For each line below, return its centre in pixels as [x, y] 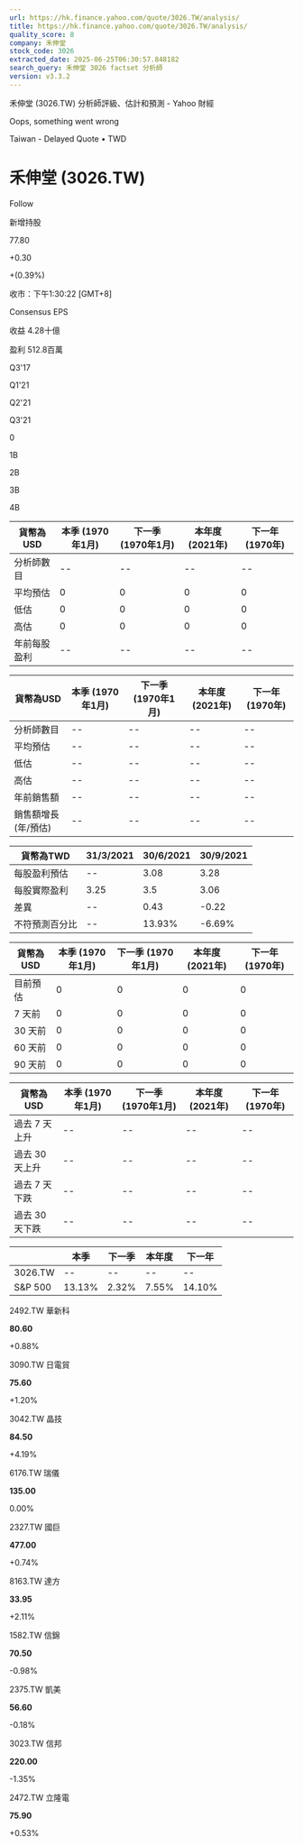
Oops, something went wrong [64, 121]
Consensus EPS [39, 311]
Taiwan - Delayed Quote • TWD [68, 138]
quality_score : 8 [42, 34]
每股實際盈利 [41, 890]
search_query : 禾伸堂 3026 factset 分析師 [86, 69]
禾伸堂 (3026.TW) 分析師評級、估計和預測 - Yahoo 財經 [112, 103]
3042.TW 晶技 [36, 1419]
